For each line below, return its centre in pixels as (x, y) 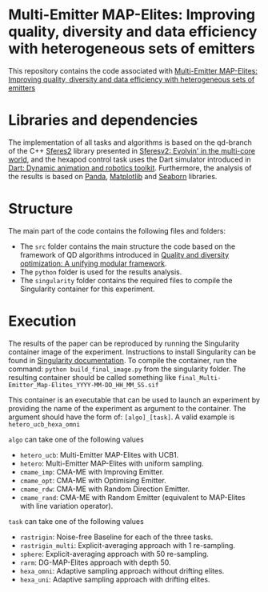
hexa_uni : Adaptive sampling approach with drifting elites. (115, 579)
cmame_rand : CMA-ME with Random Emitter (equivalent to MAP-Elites (132, 497)
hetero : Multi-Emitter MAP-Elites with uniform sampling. (112, 463)
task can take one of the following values (76, 521)
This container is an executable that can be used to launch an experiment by (134, 400)
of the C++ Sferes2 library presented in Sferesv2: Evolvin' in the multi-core (132, 150)
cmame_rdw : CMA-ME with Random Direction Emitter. (105, 489)
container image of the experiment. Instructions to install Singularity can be (132, 352)
